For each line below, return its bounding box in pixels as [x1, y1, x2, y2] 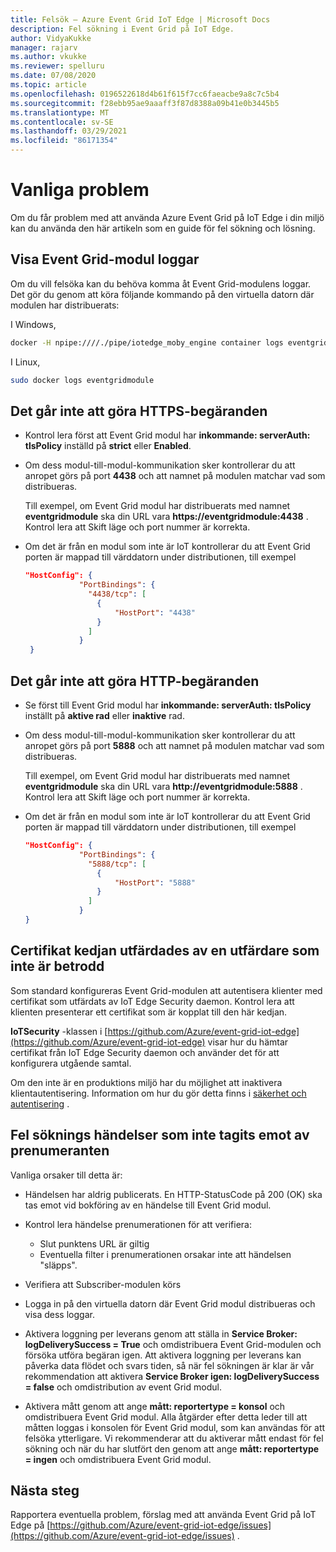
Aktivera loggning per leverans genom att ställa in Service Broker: [24, 1327, 298, 1340]
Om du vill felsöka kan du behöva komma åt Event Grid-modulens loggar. [10, 277, 312, 290]
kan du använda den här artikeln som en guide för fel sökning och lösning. [10, 222, 316, 234]
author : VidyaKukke [10, 33, 92, 43]
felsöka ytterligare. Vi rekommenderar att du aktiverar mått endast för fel [24, 1432, 324, 1444]
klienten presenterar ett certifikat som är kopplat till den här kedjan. [10, 1006, 288, 1018]
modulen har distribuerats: [10, 299, 120, 311]
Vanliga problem [10, 179, 150, 201]
